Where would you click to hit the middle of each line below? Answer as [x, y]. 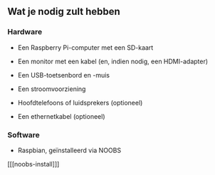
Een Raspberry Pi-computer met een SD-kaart [85, 47]
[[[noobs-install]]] [33, 164]
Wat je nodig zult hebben [64, 12]
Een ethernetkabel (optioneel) [61, 116]
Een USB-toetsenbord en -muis [64, 75]
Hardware [25, 32]
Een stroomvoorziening [52, 89]
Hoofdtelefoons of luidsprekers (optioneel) [80, 102]
